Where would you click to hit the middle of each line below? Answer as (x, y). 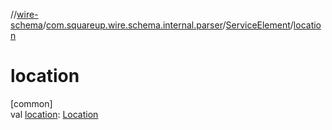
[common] (31, 103)
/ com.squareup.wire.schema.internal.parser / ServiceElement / (168, 25)
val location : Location (54, 114)
